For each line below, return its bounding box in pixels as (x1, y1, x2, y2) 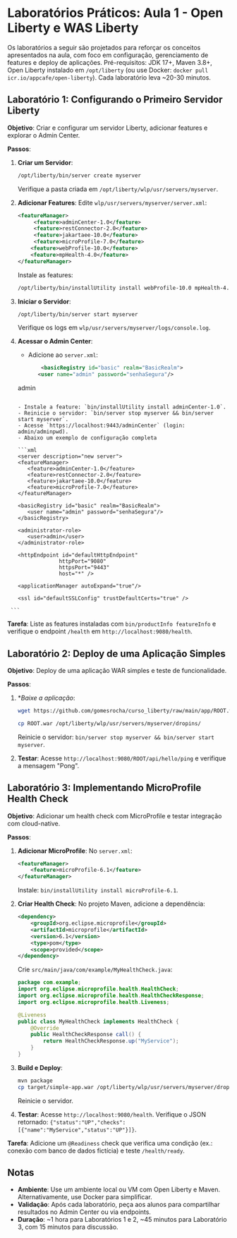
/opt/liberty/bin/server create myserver (17, 171, 141, 179)
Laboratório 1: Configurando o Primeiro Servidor (7, 94, 224, 106)
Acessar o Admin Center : (17, 337, 93, 346)
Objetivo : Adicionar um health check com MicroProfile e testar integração (7, 811, 222, 820)
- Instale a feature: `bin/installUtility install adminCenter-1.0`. (17, 403, 227, 411)
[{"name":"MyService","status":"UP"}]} (17, 1127, 135, 1134)
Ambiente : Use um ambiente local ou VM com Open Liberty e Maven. (17, 1185, 221, 1194)
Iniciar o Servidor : (17, 297, 72, 305)
